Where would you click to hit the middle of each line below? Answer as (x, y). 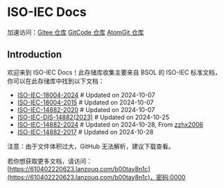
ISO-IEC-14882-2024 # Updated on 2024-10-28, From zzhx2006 (110, 124)
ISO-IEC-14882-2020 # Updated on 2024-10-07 (86, 109)
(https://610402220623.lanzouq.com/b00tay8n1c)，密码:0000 (96, 177)
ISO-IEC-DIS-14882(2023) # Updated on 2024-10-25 (93, 117)
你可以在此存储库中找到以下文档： (56, 81)
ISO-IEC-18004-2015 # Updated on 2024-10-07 (85, 102)
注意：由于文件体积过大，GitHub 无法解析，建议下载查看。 (91, 146)
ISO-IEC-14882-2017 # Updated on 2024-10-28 (85, 132)
